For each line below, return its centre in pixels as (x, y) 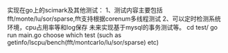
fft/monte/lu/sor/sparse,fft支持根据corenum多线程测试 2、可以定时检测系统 (114, 19)
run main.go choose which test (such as (64, 35)
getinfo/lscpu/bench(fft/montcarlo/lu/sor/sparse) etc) (83, 42)
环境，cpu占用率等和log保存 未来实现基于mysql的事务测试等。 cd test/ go (113, 27)
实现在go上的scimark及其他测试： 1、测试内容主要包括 (85, 10)
